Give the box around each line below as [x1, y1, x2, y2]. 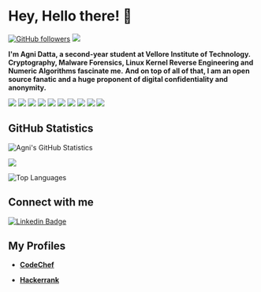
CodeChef [19, 260, 54, 270]
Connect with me [8, 196, 95, 209]
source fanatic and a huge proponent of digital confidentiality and [8, 74, 229, 83]
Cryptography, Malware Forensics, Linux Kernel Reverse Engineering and [8, 57, 254, 67]
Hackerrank [19, 275, 60, 285]
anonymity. [8, 83, 47, 92]
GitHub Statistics [8, 122, 94, 135]
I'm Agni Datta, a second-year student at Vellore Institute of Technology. [8, 49, 251, 58]
